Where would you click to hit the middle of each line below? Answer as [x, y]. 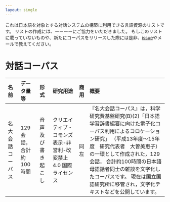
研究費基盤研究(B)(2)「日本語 [125, 116]
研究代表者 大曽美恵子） [130, 146]
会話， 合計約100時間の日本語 [125, 161]
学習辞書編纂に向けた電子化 [122, 123]
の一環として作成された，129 [125, 154]
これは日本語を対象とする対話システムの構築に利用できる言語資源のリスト [83, 25]
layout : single [21, 10]
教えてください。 [36, 44]
